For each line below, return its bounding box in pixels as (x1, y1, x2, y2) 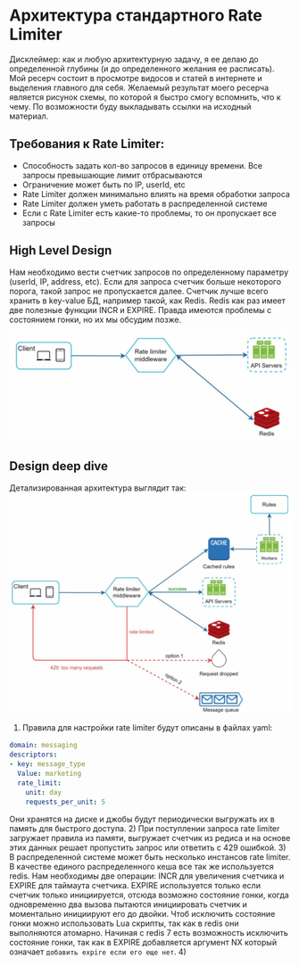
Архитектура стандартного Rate (9, 5, 263, 26)
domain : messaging (9, 741, 78, 750)
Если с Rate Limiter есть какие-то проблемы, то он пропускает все (21, 207, 277, 219)
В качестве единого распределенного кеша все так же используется (9, 861, 274, 871)
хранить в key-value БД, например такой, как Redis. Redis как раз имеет (9, 295, 286, 306)
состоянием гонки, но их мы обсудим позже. (9, 314, 182, 325)
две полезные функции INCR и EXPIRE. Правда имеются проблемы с (9, 304, 272, 315)
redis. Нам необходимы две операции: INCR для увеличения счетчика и (9, 871, 285, 881)
